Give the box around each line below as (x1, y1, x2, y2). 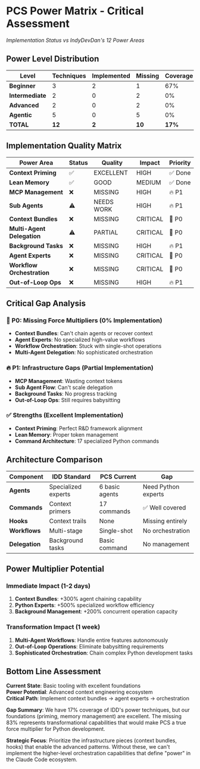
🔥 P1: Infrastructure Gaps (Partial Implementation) (6, 364, 154, 372)
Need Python (142, 482, 180, 490)
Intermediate (9, 91, 46, 100)
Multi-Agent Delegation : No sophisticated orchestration (14, 349, 153, 356)
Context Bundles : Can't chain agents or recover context (14, 330, 153, 337)
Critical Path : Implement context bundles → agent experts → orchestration (6, 695, 189, 702)
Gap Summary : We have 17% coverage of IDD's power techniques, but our (6, 706, 190, 714)
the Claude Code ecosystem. (6, 756, 77, 763)
